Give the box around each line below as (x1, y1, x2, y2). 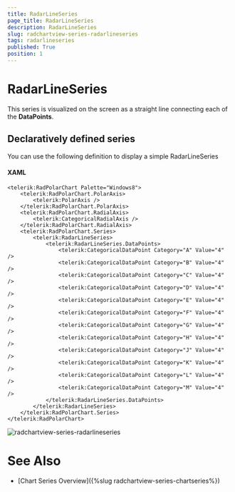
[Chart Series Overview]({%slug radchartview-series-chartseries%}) (17, 476, 221, 485)
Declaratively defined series (7, 133, 135, 145)
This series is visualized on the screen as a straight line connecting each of (7, 104, 228, 113)
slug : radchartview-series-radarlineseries (7, 30, 139, 38)
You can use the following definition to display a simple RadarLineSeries (7, 151, 219, 161)
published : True (7, 44, 56, 51)
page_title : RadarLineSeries (7, 17, 94, 24)
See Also (7, 453, 61, 469)
